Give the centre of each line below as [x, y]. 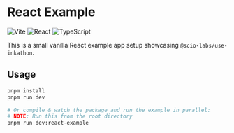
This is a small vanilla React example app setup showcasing [93, 45]
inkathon [20, 53]
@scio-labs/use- [204, 45]
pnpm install [26, 91]
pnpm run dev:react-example [48, 123]
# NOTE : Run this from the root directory [70, 116]
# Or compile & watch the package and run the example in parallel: [109, 110]
